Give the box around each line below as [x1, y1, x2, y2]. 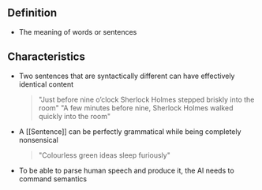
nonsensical [18, 135, 58, 144]
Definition [7, 6, 57, 20]
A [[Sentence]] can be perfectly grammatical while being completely [18, 126, 241, 136]
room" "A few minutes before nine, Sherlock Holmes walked [38, 102, 234, 113]
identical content [18, 79, 74, 89]
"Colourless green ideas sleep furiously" [38, 150, 170, 160]
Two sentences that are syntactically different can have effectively [18, 71, 235, 80]
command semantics [18, 173, 88, 184]
